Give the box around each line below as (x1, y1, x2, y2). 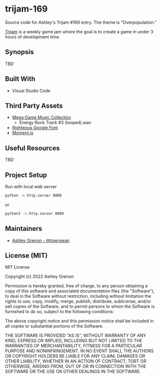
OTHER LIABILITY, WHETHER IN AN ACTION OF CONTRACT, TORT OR (5, 358, 146, 364)
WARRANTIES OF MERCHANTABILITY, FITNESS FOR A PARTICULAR (5, 343, 142, 349)
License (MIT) (5, 251, 48, 259)
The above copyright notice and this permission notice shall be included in (5, 318, 154, 324)
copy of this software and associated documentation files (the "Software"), (5, 288, 155, 294)
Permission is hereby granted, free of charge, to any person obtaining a (5, 283, 148, 289)
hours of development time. (5, 34, 61, 40)
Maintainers (5, 225, 43, 233)
